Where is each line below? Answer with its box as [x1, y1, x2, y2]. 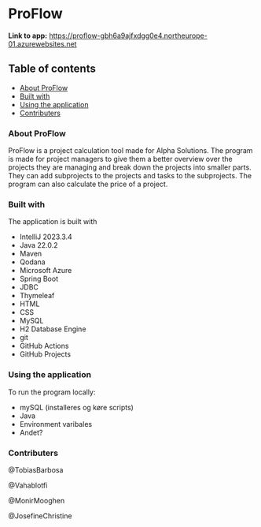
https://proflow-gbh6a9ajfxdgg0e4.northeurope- [49, 31, 208, 40]
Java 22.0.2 [19, 241, 58, 250]
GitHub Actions [19, 341, 69, 351]
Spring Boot [19, 274, 59, 284]
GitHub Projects [19, 349, 72, 359]
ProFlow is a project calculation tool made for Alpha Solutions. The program [8, 146, 253, 155]
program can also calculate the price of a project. [8, 179, 168, 189]
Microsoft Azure [19, 266, 72, 275]
